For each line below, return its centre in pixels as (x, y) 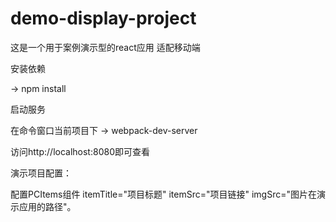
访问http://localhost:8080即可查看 (80, 151)
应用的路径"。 (47, 206)
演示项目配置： (41, 173)
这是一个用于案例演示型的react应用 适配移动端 (105, 47)
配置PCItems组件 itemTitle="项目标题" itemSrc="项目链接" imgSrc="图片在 (163, 194)
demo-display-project (103, 18)
